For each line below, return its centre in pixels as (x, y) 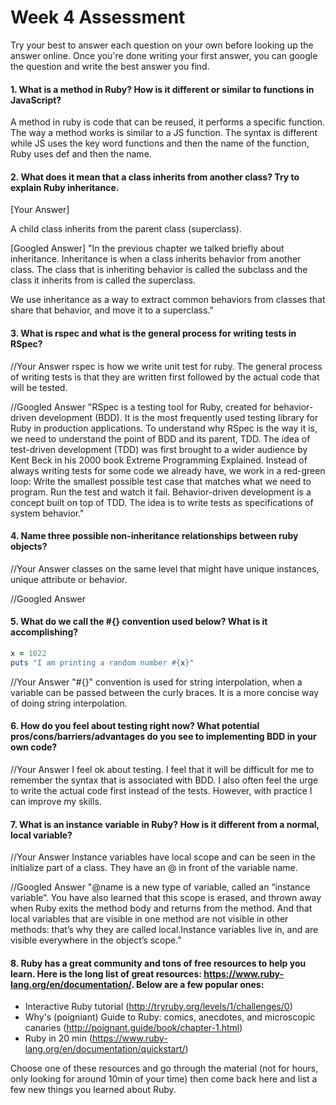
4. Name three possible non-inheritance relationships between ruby (154, 536)
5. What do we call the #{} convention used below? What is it (139, 622)
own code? (34, 747)
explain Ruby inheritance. (65, 187)
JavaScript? (36, 100)
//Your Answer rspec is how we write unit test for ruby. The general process (166, 366)
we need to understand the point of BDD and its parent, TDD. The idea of (160, 438)
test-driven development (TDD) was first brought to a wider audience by (159, 449)
